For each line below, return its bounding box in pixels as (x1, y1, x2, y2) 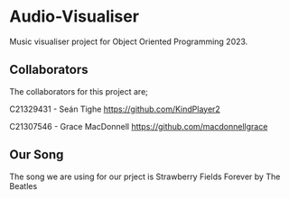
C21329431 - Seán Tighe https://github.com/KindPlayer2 (9, 104, 221, 114)
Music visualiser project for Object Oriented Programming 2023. (9, 36, 248, 47)
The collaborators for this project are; (9, 86, 149, 96)
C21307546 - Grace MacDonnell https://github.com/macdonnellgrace (9, 121, 268, 131)
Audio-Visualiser (9, 6, 140, 27)
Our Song (9, 147, 64, 163)
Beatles (9, 180, 38, 191)
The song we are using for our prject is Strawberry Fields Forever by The (9, 171, 281, 182)
